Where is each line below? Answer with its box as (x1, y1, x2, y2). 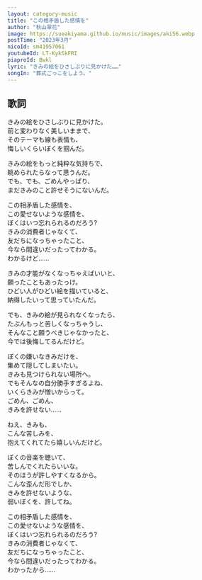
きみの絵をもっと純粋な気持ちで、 (7, 159, 107, 168)
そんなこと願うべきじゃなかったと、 (7, 329, 113, 337)
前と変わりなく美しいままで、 (7, 127, 94, 135)
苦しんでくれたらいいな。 (7, 462, 82, 471)
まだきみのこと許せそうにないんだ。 (7, 186, 113, 195)
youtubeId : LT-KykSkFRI (7, 50, 78, 57)
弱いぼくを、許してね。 (7, 497, 76, 506)
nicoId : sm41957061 (7, 43, 65, 50)
